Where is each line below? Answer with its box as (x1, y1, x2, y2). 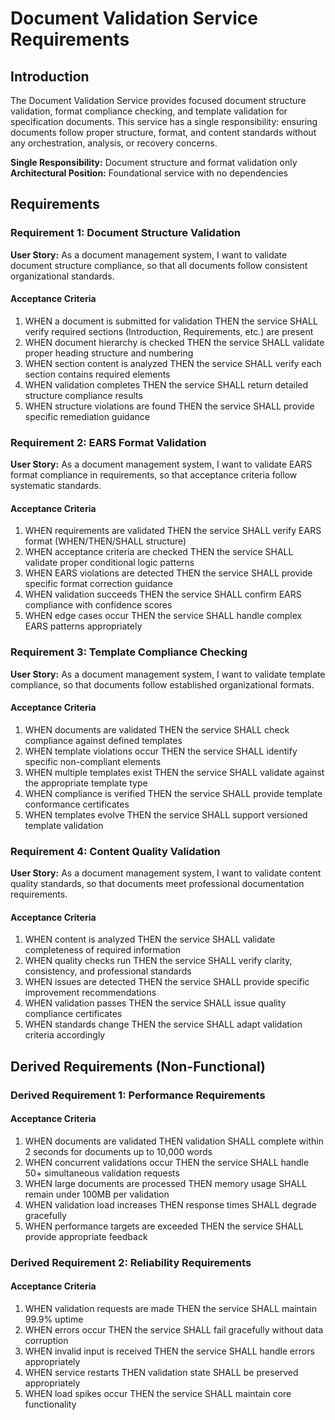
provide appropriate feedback (24, 1230, 148, 1242)
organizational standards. (10, 270, 115, 282)
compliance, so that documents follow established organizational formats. (10, 678, 315, 691)
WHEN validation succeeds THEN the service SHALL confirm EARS (24, 588, 302, 601)
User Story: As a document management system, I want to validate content (10, 867, 322, 879)
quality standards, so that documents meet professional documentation (10, 878, 305, 890)
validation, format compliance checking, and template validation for (10, 105, 288, 117)
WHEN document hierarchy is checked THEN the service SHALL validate (24, 336, 325, 348)
